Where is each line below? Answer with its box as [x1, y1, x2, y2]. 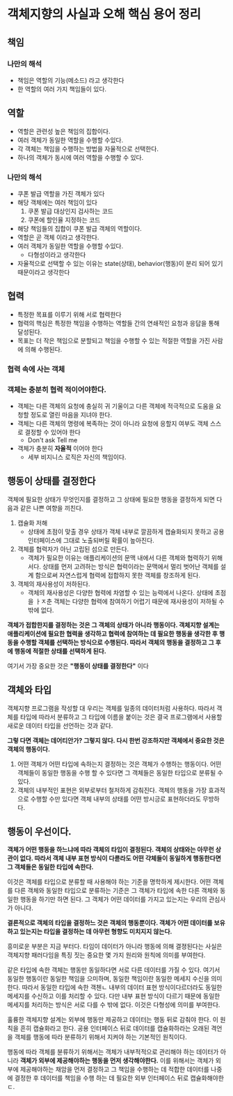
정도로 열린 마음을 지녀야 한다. [30, 411, 113, 419]
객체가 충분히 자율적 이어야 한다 [17, 444, 103, 453]
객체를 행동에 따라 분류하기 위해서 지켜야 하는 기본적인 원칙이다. [14, 1033, 187, 1042]
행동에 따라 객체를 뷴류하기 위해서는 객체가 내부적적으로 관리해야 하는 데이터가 [7, 1048, 219, 1056]
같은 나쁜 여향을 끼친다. [19, 504, 83, 512]
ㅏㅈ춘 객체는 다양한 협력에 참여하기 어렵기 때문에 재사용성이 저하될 [35, 597, 218, 606]
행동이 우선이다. [7, 826, 72, 838]
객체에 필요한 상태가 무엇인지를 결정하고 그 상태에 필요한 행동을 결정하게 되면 [7, 495, 216, 503]
